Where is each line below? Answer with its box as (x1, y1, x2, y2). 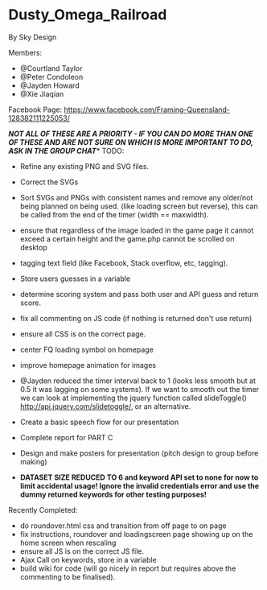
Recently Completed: (8, 505, 78, 514)
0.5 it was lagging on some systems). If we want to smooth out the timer (19, 384, 260, 394)
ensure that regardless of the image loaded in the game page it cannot (19, 225, 254, 235)
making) (19, 456, 47, 466)
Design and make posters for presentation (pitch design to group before (19, 448, 259, 458)
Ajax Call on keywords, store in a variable (19, 555, 157, 564)
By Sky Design (8, 32, 57, 42)
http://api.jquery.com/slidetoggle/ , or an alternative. (19, 401, 191, 411)
